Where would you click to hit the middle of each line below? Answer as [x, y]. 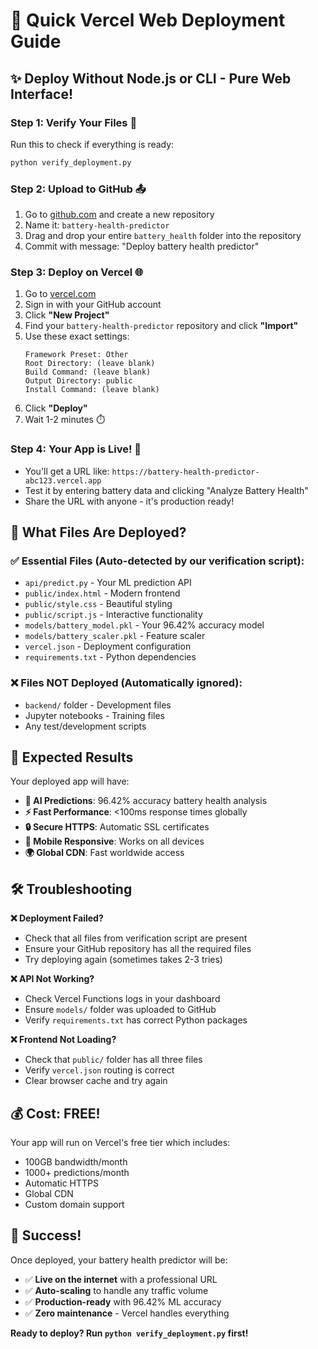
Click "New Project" [67, 315]
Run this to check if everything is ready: [92, 144]
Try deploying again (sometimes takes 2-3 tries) [123, 960]
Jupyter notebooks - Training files [95, 715]
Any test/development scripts [85, 726]
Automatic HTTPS [62, 1183]
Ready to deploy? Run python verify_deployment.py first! [129, 1333]
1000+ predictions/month [77, 1173]
